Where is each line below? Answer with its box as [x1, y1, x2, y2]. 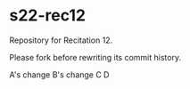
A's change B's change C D [9, 69, 110, 80]
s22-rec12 [9, 5, 87, 26]
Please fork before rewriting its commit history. [9, 52, 181, 62]
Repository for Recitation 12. [9, 35, 113, 45]
